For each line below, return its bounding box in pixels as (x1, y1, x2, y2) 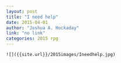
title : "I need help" (6, 14, 59, 20)
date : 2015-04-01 (6, 19, 48, 25)
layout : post (6, 8, 38, 15)
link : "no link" (6, 30, 45, 36)
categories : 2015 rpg (6, 36, 59, 41)
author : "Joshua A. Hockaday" (6, 24, 80, 31)
